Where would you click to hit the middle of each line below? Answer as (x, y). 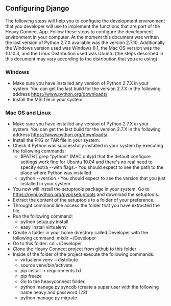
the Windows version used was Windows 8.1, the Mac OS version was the (83, 48)
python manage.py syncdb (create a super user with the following (90, 287)
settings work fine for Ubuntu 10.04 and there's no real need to (87, 162)
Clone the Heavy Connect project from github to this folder (75, 249)
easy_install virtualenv (43, 227)
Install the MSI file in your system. (48, 100)
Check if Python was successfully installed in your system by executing (88, 146)
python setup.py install (44, 222)
